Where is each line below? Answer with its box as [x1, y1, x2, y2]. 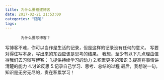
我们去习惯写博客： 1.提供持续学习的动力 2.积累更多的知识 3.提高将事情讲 [9, 57, 159, 63]
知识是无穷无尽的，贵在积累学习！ [5, 70, 75, 76]
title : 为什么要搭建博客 [5, 7, 51, 12]
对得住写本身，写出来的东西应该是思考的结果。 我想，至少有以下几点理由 [5, 51, 155, 57]
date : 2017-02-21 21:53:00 [5, 12, 61, 17]
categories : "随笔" [5, 16, 44, 21]
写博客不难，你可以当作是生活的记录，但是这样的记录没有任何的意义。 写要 [5, 45, 159, 51]
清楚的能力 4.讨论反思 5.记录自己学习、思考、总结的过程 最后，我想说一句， [5, 63, 161, 69]
